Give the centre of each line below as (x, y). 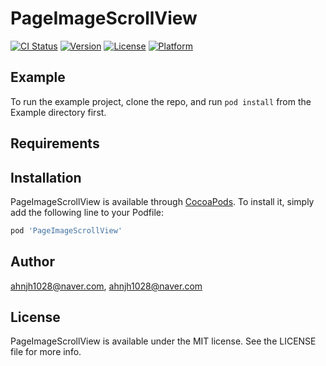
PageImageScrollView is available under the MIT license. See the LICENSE (163, 341)
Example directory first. (58, 112)
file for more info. (46, 352)
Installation (46, 177)
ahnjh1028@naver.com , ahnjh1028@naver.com (106, 286)
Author (32, 262)
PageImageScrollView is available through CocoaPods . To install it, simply (162, 201)
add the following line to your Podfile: (87, 212)
